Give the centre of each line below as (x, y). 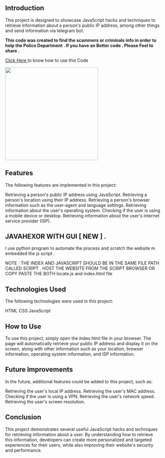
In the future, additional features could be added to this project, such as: (79, 381)
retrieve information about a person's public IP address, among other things (82, 25)
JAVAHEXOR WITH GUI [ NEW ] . (56, 236)
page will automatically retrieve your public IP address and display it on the (82, 344)
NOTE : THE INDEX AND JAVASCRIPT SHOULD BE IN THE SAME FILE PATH (82, 263)
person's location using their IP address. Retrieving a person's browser (78, 200)
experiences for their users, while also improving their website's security (79, 445)
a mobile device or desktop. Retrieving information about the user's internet (82, 215)
